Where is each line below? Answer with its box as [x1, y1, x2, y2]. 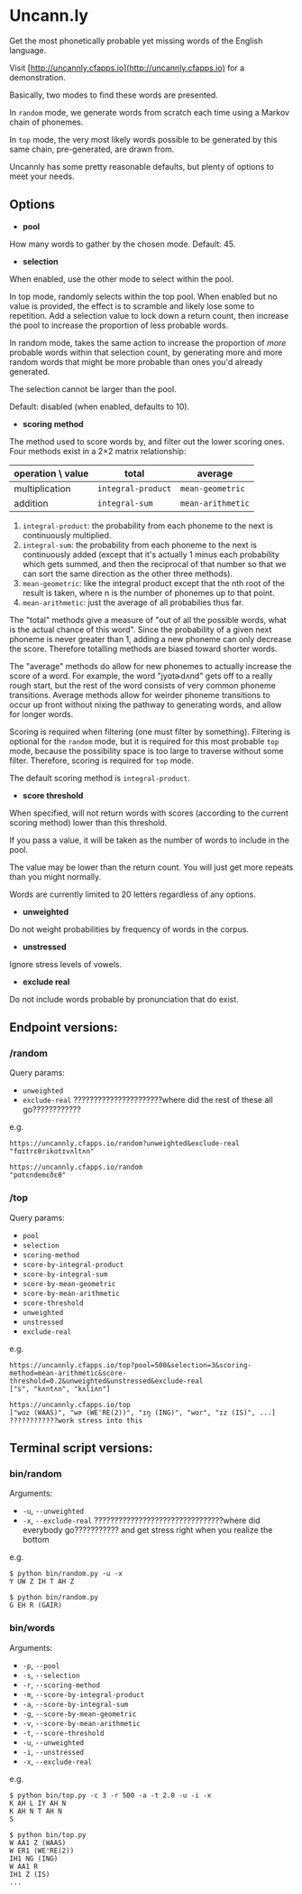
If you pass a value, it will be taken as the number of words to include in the [9, 835, 290, 845]
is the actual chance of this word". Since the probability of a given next [9, 624, 272, 635]
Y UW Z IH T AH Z [9, 1577, 75, 1586]
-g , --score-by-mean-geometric [22, 1708, 137, 1719]
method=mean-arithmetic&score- [9, 1368, 127, 1377]
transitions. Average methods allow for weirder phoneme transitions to [9, 689, 270, 700]
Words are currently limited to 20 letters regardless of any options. [9, 889, 257, 900]
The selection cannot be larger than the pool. [9, 383, 178, 394]
